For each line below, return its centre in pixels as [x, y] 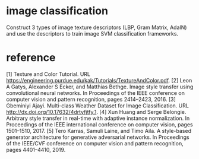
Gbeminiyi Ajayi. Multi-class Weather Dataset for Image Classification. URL [97, 106]
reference [31, 58]
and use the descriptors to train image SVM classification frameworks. [92, 33]
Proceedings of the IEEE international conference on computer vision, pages [99, 124]
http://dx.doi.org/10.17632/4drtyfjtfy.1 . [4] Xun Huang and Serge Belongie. [96, 112]
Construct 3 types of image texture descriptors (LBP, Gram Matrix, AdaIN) [97, 27]
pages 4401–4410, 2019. [36, 150]
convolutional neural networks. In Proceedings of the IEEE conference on [96, 93]
